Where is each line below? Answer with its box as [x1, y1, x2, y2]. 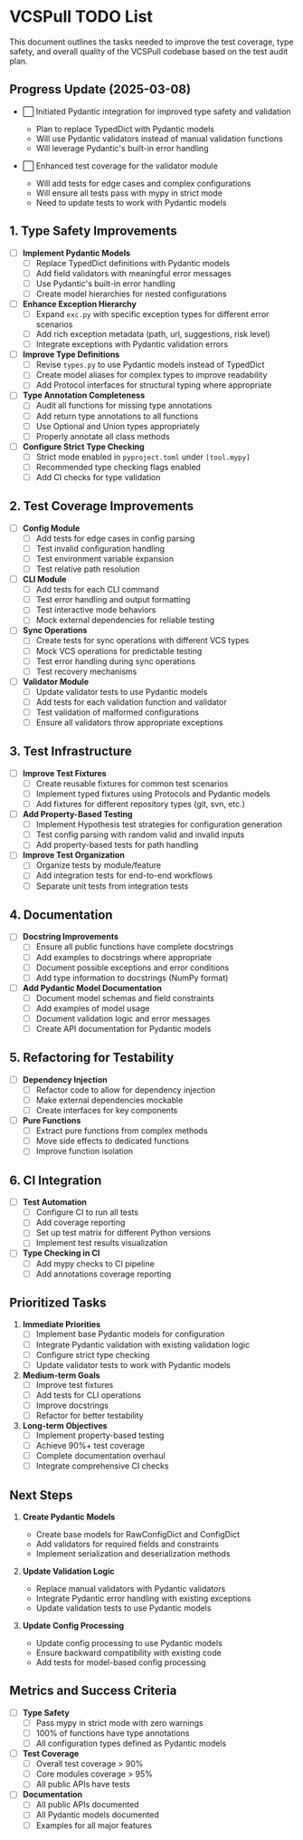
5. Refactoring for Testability [9, 1050, 175, 1065]
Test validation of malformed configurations [35, 707, 199, 718]
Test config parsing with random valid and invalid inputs [35, 829, 245, 840]
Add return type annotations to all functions [35, 410, 199, 421]
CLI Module [22, 573, 67, 585]
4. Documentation [9, 907, 113, 922]
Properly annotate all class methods [35, 430, 170, 441]
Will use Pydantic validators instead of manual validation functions [35, 133, 283, 144]
